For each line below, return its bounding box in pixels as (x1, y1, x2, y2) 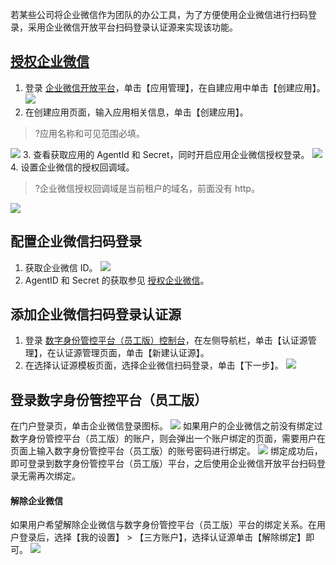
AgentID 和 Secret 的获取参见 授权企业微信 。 (24, 274, 210, 286)
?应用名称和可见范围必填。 (34, 127, 145, 139)
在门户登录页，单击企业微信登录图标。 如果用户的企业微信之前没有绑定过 (10, 420, 323, 432)
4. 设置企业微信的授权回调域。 (10, 161, 135, 173)
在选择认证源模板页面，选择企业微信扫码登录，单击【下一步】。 (24, 359, 284, 372)
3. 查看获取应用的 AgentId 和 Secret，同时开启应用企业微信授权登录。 (22, 148, 310, 160)
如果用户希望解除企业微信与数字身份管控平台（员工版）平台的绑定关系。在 (10, 519, 317, 531)
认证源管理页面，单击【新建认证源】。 (55, 347, 210, 359)
